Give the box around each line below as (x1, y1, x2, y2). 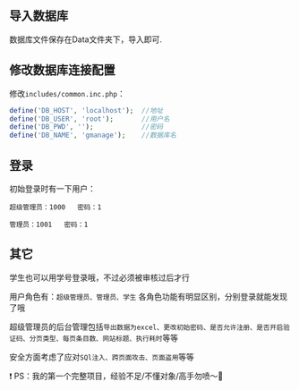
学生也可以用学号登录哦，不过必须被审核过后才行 (9, 272, 190, 283)
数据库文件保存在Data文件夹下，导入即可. (9, 34, 163, 45)
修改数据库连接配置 (9, 63, 115, 78)
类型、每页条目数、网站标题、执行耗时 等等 (42, 332, 179, 343)
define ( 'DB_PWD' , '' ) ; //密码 (9, 123, 164, 131)
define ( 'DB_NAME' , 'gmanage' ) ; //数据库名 (9, 131, 177, 140)
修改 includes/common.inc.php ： (9, 88, 125, 98)
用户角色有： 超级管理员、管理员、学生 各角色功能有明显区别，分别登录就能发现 (9, 291, 288, 301)
